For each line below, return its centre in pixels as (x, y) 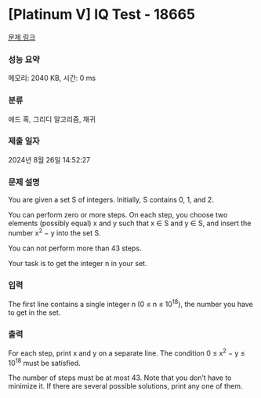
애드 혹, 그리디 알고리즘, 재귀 (52, 119)
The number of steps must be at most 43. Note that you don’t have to (120, 378)
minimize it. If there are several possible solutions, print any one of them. (125, 386)
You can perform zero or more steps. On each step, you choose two (118, 215)
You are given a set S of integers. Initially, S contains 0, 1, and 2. (111, 200)
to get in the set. (34, 312)
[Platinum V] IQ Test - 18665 (102, 15)
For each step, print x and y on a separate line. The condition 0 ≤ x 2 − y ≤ (127, 352)
